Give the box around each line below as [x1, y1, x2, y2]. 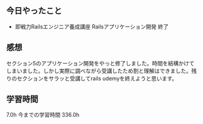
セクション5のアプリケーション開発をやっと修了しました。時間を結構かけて [6, 59, 195, 67]
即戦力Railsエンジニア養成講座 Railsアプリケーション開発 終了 [14, 23, 169, 30]
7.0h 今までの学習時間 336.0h [6, 111, 80, 119]
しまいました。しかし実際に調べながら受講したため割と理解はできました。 [6, 67, 192, 74]
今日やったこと [6, 5, 62, 16]
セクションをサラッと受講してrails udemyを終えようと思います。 [16, 74, 178, 82]
